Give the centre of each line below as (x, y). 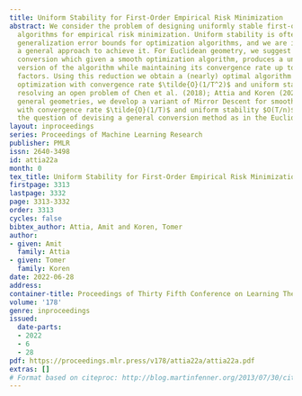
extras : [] (30, 369)
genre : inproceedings (50, 310)
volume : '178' (36, 302)
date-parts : (40, 328)
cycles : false (36, 218)
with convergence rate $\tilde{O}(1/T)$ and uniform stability (138, 110)
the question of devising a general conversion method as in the (142, 118)
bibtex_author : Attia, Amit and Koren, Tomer (96, 227)
